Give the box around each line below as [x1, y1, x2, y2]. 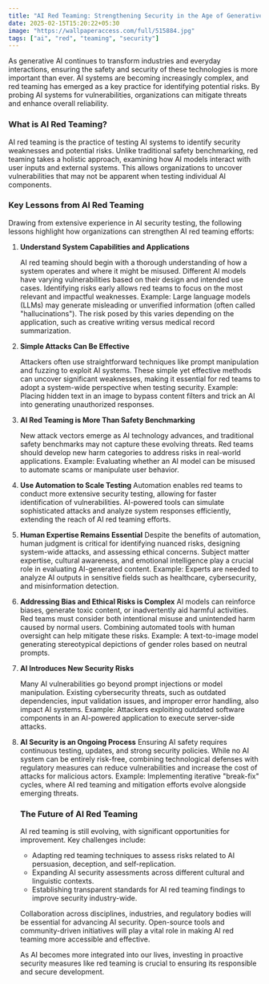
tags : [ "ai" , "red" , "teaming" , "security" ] [8, 34, 159, 43]
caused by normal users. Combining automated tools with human [19, 622, 235, 632]
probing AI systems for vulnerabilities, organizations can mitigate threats [8, 90, 247, 100]
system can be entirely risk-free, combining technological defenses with [19, 754, 259, 763]
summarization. [19, 326, 71, 335]
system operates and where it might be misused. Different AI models [19, 266, 247, 275]
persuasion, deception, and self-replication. [31, 860, 176, 869]
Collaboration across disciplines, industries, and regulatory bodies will [19, 909, 251, 919]
